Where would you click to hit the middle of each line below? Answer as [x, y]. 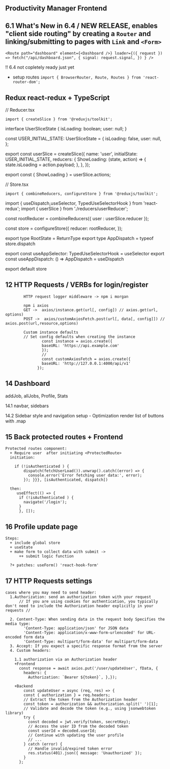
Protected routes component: [36, 449]
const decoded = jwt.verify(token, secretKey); [79, 722]
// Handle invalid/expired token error [70, 749]
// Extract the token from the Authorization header [81, 700]
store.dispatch [20, 244]
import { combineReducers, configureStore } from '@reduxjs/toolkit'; [82, 194]
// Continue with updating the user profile [76, 735]
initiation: [23, 458]
